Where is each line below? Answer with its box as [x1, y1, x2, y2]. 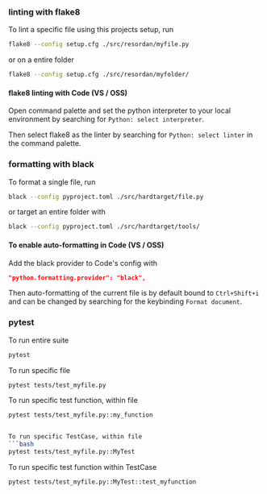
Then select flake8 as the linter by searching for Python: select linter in [8, 130, 253, 139]
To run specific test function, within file [8, 396, 139, 405]
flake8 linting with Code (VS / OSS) [8, 88, 127, 98]
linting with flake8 [8, 6, 81, 18]
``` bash [8, 440, 35, 449]
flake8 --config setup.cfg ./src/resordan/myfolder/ [8, 71, 190, 79]
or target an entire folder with [8, 207, 106, 217]
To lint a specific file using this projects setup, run [8, 25, 174, 35]
